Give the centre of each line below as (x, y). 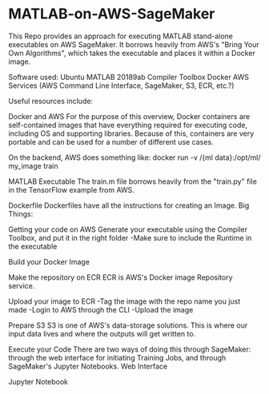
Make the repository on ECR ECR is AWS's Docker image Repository (121, 277)
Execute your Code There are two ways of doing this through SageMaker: (130, 349)
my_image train (33, 165)
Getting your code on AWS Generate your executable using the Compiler (128, 229)
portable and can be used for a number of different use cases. (111, 141)
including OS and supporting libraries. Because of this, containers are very (131, 133)
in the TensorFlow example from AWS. (71, 189)
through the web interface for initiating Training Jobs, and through (117, 357)
